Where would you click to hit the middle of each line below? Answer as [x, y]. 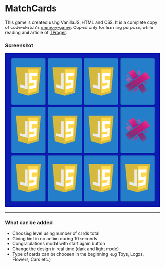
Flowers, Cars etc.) [31, 259]
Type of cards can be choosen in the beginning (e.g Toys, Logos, [78, 254]
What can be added [29, 222]
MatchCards [31, 9]
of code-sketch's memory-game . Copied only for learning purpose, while [79, 27]
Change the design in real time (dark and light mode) [66, 249]
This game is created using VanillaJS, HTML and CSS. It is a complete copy [81, 22]
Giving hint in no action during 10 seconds [55, 239]
